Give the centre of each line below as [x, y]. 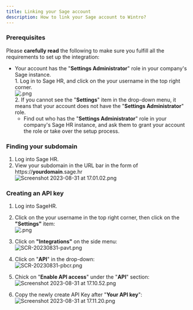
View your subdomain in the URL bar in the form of [76, 165]
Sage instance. [33, 74]
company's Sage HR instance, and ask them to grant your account [104, 125]
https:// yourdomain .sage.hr [48, 172]
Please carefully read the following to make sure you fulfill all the [85, 50]
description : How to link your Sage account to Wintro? [76, 17]
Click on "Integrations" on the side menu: [66, 242]
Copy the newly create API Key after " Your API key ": [78, 295]
